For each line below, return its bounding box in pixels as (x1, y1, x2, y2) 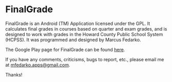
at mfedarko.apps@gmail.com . (5, 62, 70, 68)
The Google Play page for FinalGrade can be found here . (5, 46, 125, 52)
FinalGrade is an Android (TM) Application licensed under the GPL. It (5, 20, 150, 26)
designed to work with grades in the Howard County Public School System (5, 31, 163, 37)
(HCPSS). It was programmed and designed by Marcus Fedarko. (5, 37, 141, 43)
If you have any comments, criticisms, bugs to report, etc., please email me (5, 56, 164, 62)
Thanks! (5, 71, 23, 77)
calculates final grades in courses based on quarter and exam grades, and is (5, 25, 167, 32)
